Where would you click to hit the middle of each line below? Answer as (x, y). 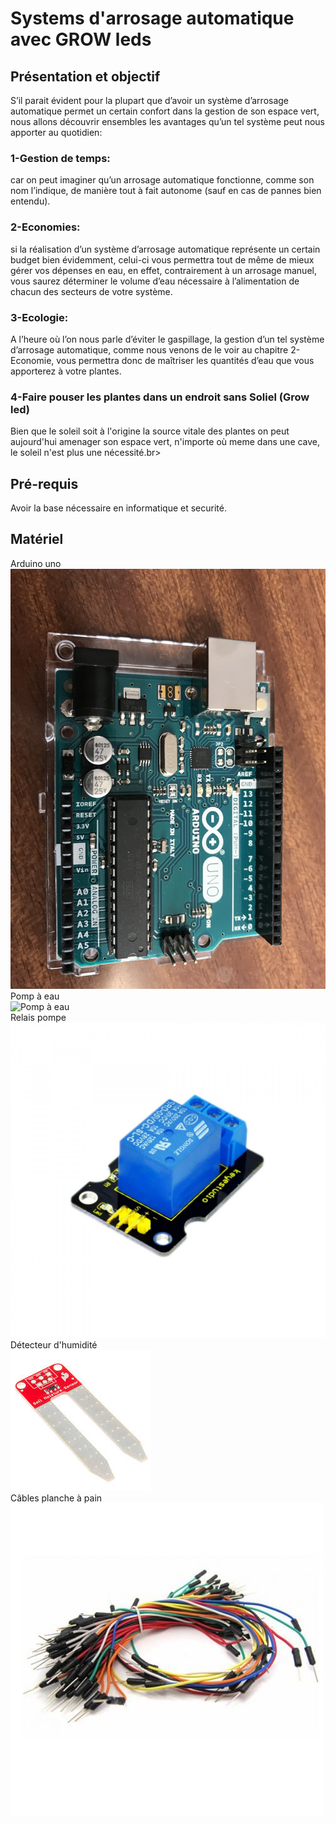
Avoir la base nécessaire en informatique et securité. (118, 508)
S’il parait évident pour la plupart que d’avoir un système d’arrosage (150, 100)
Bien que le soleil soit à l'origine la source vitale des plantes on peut (150, 431)
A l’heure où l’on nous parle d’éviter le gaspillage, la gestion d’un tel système (167, 339)
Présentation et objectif (85, 76)
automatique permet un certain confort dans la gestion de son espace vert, (165, 111)
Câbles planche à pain (56, 1498)
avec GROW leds (81, 39)
